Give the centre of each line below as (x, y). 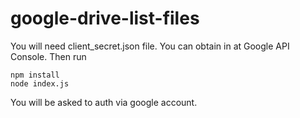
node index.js (40, 83)
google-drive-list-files (105, 18)
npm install (35, 75)
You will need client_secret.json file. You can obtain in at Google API (150, 46)
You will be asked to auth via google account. (104, 102)
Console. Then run (48, 56)
